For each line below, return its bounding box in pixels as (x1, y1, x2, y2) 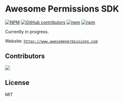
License (5, 79, 30, 87)
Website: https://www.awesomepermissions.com (5, 38, 98, 44)
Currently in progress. (5, 29, 49, 34)
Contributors (5, 52, 45, 60)
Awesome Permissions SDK (5, 3, 119, 14)
